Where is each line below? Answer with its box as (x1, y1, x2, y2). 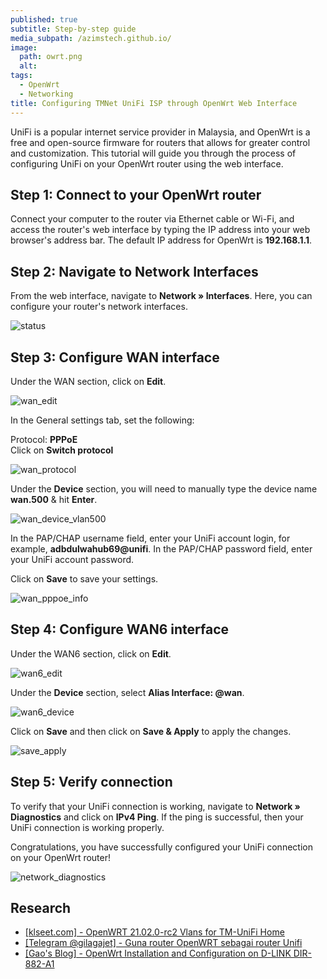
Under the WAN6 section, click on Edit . (10, 647, 172, 660)
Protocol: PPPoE (10, 433, 78, 445)
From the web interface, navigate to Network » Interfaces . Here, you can (10, 290, 313, 302)
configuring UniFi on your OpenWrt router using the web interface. (10, 157, 284, 170)
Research (10, 899, 72, 916)
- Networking (19, 89, 74, 99)
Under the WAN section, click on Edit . (10, 375, 167, 387)
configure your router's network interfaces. (10, 301, 188, 313)
